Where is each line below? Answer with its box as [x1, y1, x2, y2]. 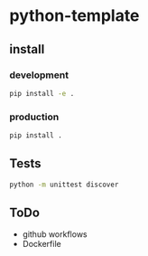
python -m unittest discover [9, 180, 119, 189]
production [9, 110, 60, 123]
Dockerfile [22, 239, 61, 250]
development [9, 69, 69, 81]
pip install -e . [9, 89, 75, 98]
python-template [9, 5, 140, 26]
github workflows [22, 229, 88, 240]
